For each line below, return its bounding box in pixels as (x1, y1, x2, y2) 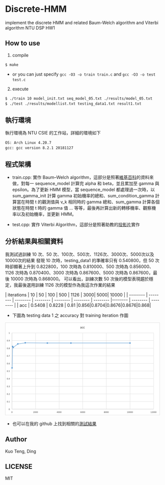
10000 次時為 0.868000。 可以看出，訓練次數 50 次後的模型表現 (10, 276, 141, 282)
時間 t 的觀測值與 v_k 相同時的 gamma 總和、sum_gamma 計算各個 (25, 199, 160, 205)
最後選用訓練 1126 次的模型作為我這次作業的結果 (18, 282, 115, 288)
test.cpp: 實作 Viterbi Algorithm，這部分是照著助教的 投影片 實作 (12, 221, 140, 227)
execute (12, 86, 29, 92)
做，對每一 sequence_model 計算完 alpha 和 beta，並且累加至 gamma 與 (12, 180, 160, 186)
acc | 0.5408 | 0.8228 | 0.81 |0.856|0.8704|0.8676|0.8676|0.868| (19, 302, 151, 308)
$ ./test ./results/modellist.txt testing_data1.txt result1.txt (5, 101, 141, 106)
